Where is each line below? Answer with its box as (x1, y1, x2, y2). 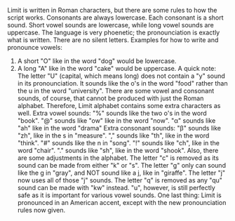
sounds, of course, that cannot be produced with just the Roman (17, 94, 204, 102)
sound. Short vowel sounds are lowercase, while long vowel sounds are (7, 21, 214, 29)
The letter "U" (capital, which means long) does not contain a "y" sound (17, 72, 226, 80)
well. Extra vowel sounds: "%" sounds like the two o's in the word (17, 109, 207, 117)
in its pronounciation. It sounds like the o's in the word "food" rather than (17, 79, 228, 87)
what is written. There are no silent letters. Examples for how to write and (7, 36, 219, 44)
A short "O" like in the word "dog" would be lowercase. (17, 57, 177, 65)
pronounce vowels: (7, 43, 63, 51)
